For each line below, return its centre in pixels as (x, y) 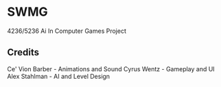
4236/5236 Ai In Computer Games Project (67, 31)
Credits (23, 52)
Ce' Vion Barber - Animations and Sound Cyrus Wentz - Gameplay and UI (111, 69)
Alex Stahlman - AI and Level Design (59, 76)
